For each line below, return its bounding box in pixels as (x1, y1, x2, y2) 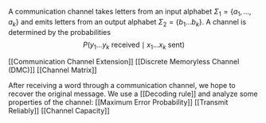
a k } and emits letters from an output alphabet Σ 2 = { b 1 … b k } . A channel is (8, 17, 247, 29)
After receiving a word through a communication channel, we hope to (8, 81, 237, 90)
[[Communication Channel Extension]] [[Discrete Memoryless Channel (8, 57, 240, 67)
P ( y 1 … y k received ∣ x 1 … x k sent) (82, 40, 186, 51)
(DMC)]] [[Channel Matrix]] (8, 65, 97, 75)
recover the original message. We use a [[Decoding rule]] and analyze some (8, 89, 258, 98)
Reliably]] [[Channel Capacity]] (8, 106, 110, 116)
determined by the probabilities (8, 27, 111, 37)
